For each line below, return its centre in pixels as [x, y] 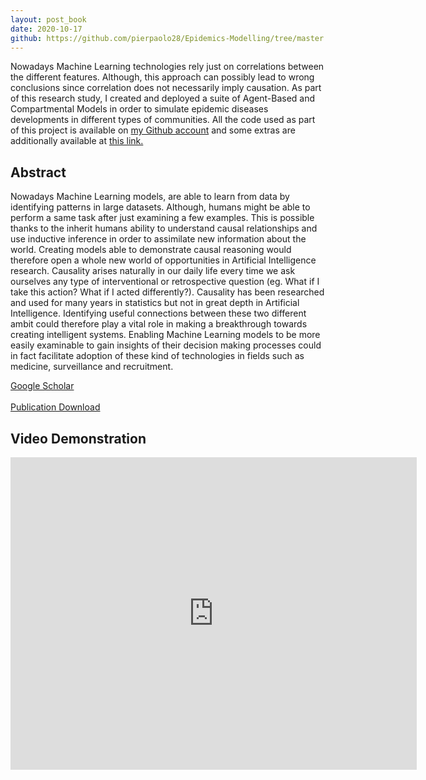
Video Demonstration [78, 438]
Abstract [38, 172]
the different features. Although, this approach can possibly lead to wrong [162, 77]
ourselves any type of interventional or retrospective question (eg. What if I [165, 282]
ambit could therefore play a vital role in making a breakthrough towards [159, 324]
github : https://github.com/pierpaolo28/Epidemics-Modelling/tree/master [167, 38]
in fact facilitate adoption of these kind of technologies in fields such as [157, 356]
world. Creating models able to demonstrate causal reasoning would [151, 250]
